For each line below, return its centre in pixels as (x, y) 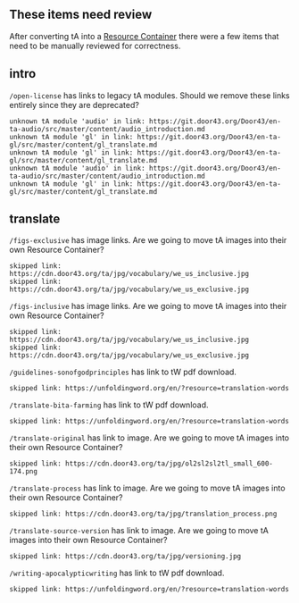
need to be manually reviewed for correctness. (95, 46)
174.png (24, 472)
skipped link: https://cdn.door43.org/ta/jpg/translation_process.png (143, 514)
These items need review (81, 15)
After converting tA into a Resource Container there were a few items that (144, 36)
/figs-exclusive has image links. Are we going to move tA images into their (148, 240)
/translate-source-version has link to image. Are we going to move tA (139, 531)
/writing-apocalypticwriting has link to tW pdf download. (117, 573)
